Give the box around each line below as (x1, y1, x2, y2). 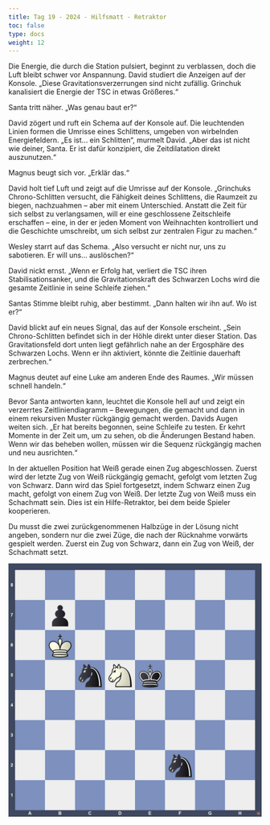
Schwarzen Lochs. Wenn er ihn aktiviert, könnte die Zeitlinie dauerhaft (8, 348, 241, 358)
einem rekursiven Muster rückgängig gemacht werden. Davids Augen (8, 414, 239, 424)
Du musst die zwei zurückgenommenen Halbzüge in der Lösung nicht (8, 522, 239, 532)
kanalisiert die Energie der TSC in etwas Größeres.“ (8, 87, 179, 96)
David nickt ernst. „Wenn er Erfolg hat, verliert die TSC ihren (8, 266, 207, 276)
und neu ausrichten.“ (8, 448, 78, 458)
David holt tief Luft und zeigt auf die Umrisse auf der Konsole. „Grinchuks (8, 183, 252, 193)
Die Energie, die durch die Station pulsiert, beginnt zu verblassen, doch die (8, 61, 256, 72)
